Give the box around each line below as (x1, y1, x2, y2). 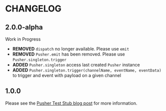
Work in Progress (5, 36, 41, 42)
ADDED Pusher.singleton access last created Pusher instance (12, 62, 140, 67)
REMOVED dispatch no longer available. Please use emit (12, 46, 129, 51)
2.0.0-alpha (5, 23, 43, 31)
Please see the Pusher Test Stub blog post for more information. (5, 100, 137, 106)
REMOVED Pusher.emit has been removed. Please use (12, 51, 125, 57)
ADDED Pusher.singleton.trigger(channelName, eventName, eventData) (12, 67, 161, 73)
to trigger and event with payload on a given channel (12, 72, 121, 78)
